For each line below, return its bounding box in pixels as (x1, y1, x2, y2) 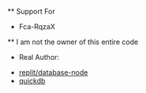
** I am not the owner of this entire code (7, 37, 139, 46)
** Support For (7, 7, 56, 16)
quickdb (18, 76, 46, 85)
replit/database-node (18, 68, 88, 77)
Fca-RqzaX (18, 22, 56, 31)
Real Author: (18, 53, 60, 61)
